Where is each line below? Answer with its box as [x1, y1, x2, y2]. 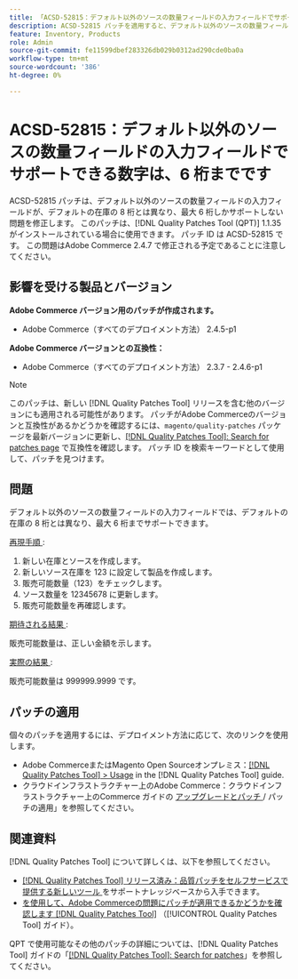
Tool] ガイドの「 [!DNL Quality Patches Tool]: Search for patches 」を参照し [9, 949, 283, 960]
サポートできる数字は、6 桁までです [9, 164, 272, 184]
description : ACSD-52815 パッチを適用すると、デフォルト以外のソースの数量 [9, 21, 263, 30]
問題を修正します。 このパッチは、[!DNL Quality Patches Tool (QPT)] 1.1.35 [9, 217, 282, 228]
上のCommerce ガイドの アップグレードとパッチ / [83, 791, 266, 802]
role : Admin [9, 37, 53, 47]
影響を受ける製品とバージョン [9, 279, 173, 294]
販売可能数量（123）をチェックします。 [21, 578, 167, 589]
